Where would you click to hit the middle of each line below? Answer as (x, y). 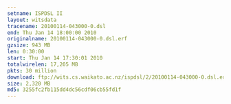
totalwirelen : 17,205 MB (43, 64)
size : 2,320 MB (29, 83)
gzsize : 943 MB (29, 45)
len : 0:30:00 (26, 52)
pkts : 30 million (32, 70)
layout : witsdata (32, 20)
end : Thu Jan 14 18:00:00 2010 (52, 32)
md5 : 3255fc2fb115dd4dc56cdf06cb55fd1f (64, 90)
